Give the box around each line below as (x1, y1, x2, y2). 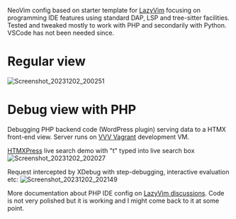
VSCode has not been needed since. (7, 28, 115, 37)
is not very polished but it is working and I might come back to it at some (7, 196, 220, 205)
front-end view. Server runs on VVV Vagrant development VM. (7, 133, 190, 141)
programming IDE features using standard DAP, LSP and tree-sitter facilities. (7, 13, 230, 22)
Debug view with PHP (7, 102, 137, 118)
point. (7, 203, 25, 212)
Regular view (7, 53, 86, 69)
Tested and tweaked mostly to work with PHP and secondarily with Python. (7, 21, 227, 29)
